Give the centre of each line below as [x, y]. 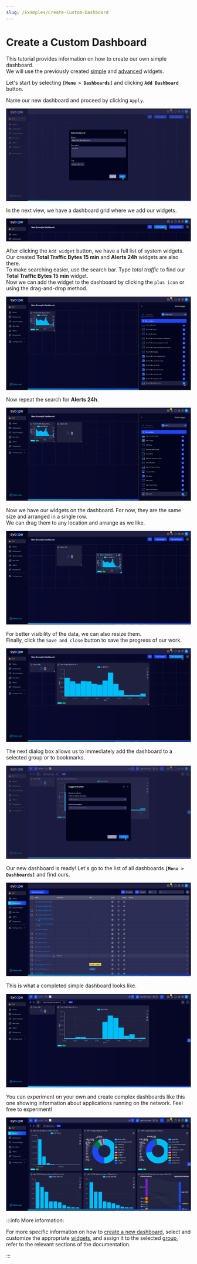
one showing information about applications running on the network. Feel [94, 1103]
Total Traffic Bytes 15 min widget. [47, 276]
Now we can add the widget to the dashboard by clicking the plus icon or [95, 282]
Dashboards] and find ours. [38, 875]
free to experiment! [29, 1109]
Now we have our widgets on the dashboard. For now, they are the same [94, 510]
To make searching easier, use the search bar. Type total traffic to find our [96, 269]
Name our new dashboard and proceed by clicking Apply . [75, 100]
